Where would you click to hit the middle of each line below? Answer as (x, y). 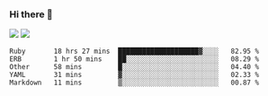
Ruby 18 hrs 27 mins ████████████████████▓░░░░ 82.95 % (134, 52)
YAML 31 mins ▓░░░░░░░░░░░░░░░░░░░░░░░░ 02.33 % (134, 75)
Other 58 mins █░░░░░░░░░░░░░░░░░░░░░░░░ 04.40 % (134, 67)
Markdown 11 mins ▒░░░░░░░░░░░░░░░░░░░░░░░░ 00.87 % (134, 83)
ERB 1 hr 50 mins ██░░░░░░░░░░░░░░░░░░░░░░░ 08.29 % (134, 59)
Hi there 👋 (31, 14)
